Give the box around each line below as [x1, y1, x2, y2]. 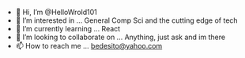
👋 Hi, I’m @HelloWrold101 [15, 8, 97, 16]
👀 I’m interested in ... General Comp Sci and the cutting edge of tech [15, 16, 239, 25]
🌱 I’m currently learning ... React [15, 24, 121, 33]
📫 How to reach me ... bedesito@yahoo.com [15, 42, 163, 50]
